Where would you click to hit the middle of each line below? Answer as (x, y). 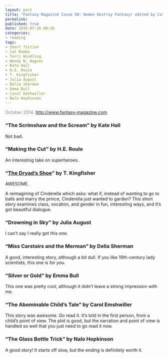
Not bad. (14, 136)
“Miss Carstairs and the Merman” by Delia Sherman (69, 246)
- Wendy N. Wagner (24, 61)
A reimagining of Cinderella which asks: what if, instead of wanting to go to (82, 193)
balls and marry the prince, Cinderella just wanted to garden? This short (79, 199)
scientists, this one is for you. (35, 262)
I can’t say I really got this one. (37, 233)
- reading (15, 38)
